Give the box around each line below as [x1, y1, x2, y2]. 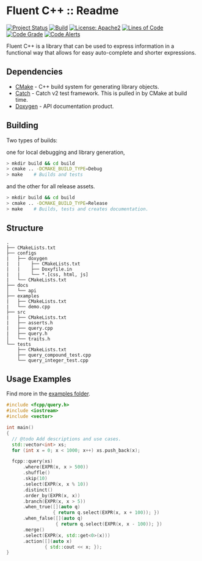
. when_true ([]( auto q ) [22, 504, 81, 510]
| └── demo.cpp [6, 303, 51, 310]
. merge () [22, 527, 45, 533]
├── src [6, 309, 26, 315]
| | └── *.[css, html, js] [6, 271, 88, 278]
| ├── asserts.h [6, 319, 53, 326]
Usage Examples [6, 374, 71, 384]
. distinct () [22, 487, 53, 493]
